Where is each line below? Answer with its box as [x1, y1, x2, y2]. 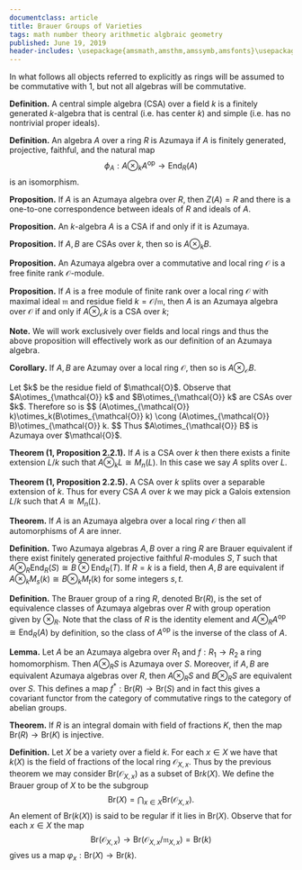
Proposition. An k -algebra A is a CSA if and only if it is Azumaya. [9, 221, 250, 231]
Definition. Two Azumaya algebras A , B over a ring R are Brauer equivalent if [9, 542, 293, 554]
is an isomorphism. [9, 177, 80, 187]
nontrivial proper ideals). [9, 118, 101, 129]
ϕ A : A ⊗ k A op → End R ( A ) [104, 159, 198, 173]
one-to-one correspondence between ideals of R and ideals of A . [9, 204, 252, 214]
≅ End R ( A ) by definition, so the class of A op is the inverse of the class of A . [9, 625, 288, 640]
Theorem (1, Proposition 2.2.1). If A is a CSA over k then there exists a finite [9, 447, 290, 458]
